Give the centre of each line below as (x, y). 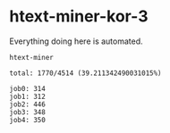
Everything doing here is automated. (76, 41)
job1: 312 (28, 96)
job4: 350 (28, 120)
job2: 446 (28, 104)
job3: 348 (28, 112)
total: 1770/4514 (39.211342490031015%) (86, 73)
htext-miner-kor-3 (79, 17)
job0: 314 (28, 88)
